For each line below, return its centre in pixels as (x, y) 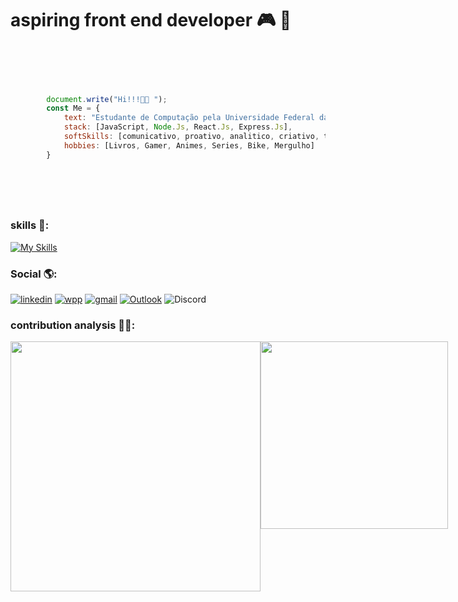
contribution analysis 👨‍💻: (73, 325)
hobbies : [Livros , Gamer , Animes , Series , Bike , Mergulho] (189, 145)
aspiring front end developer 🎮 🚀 (151, 20)
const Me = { (73, 108)
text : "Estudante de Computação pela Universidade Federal (189, 118)
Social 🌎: (34, 274)
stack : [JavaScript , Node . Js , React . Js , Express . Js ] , (178, 127)
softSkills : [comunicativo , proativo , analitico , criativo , (191, 137)
